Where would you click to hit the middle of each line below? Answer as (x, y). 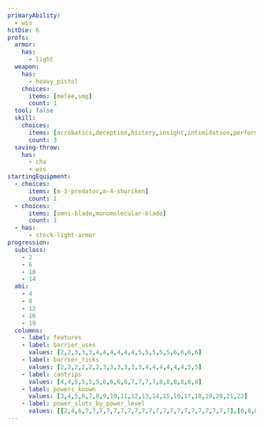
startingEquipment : (39, 177)
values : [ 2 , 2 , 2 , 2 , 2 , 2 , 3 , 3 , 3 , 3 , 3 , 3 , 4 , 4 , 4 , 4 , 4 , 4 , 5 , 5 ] (115, 367)
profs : (18, 37)
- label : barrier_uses (59, 345)
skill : (25, 118)
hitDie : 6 (24, 30)
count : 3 (43, 140)
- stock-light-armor (62, 236)
